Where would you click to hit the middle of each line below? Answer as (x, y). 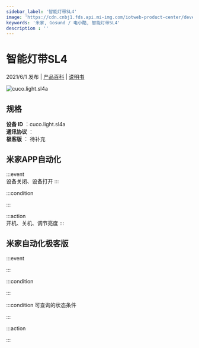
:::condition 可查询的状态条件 (41, 305)
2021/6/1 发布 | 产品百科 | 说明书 (45, 77)
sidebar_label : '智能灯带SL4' (41, 12)
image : (14, 17)
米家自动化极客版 (37, 244)
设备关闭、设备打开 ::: (33, 181)
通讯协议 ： (20, 132)
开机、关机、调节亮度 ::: (35, 223)
